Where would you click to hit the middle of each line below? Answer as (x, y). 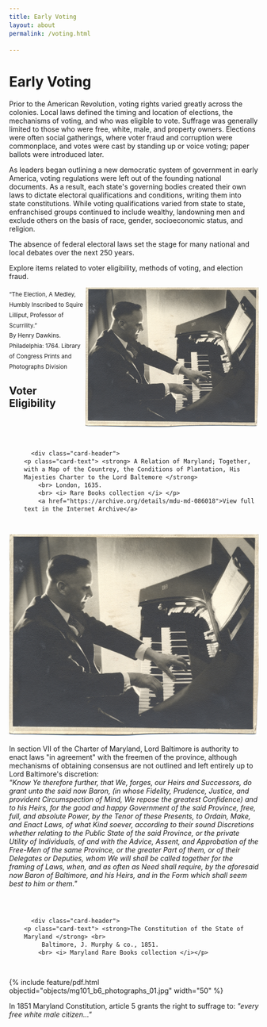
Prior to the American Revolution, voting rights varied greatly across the (126, 104)
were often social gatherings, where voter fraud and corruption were (121, 138)
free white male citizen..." (50, 1014)
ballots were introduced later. (57, 155)
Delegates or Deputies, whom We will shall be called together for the (121, 858)
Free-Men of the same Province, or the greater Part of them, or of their (125, 849)
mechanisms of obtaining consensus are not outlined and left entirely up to (131, 765)
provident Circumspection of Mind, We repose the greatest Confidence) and (133, 799)
